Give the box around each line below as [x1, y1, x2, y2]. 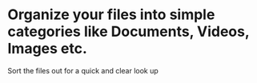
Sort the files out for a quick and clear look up [7, 65, 159, 75]
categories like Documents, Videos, [7, 22, 250, 41]
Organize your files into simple [7, 6, 215, 24]
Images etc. [7, 40, 87, 57]
